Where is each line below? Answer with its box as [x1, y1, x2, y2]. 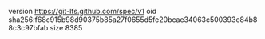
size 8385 [49, 23, 83, 32]
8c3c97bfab [8, 23, 49, 32]
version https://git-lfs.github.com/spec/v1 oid [8, 7, 157, 16]
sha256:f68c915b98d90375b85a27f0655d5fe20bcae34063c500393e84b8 [8, 15, 258, 24]
